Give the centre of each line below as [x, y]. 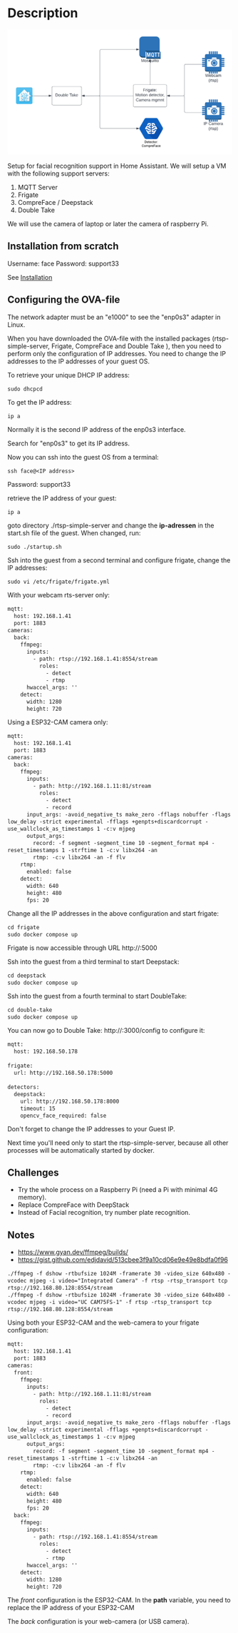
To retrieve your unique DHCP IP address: [69, 375]
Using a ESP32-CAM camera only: [58, 722]
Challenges [33, 1172]
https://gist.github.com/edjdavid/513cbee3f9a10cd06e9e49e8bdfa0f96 [123, 1260]
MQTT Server [38, 187]
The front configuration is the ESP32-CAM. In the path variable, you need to [119, 1600]
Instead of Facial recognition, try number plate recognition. [104, 1213]
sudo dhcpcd [25, 389]
